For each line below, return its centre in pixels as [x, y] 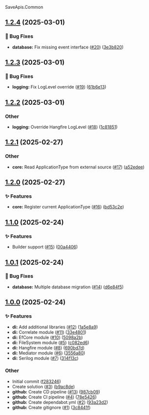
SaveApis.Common [24, 7]
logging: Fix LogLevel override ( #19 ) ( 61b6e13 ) [59, 87]
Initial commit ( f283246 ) [36, 381]
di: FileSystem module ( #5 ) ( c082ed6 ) [51, 343]
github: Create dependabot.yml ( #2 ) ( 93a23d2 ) [60, 402]
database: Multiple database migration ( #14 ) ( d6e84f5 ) [68, 287]
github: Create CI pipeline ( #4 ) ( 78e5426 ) [54, 397]
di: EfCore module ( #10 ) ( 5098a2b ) [47, 337]
